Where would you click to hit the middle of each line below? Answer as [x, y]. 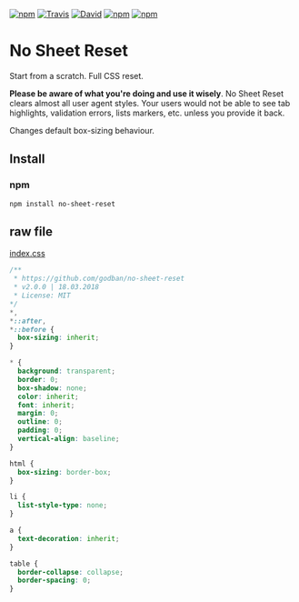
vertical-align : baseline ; [69, 439]
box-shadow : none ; [53, 388]
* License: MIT [42, 296]
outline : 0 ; [40, 422]
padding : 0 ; [40, 431]
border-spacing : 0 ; [55, 581]
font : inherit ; [46, 405]
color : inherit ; [48, 396]
